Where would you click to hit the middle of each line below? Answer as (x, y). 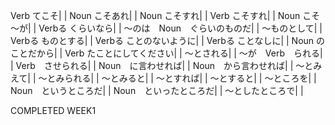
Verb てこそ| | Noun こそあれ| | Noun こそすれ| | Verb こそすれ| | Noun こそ (165, 15)
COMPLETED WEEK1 (53, 110)
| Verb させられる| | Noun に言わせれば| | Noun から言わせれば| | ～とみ (166, 65)
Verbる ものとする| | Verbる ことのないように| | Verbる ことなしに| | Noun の (168, 40)
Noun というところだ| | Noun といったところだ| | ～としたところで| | (157, 90)
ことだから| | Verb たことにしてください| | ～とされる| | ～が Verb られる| (166, 53)
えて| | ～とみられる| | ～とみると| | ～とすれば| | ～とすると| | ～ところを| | (163, 78)
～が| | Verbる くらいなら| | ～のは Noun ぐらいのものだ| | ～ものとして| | (166, 28)
